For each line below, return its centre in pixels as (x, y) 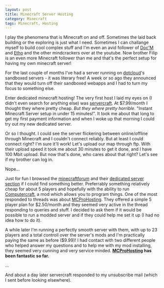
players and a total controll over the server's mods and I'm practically (75, 235)
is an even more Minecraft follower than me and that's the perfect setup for (81, 58)
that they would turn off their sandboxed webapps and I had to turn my (76, 83)
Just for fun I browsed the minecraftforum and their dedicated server (75, 179)
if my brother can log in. (29, 159)
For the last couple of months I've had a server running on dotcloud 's (75, 73)
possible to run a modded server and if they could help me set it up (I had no (82, 215)
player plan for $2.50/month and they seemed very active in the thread (76, 205)
